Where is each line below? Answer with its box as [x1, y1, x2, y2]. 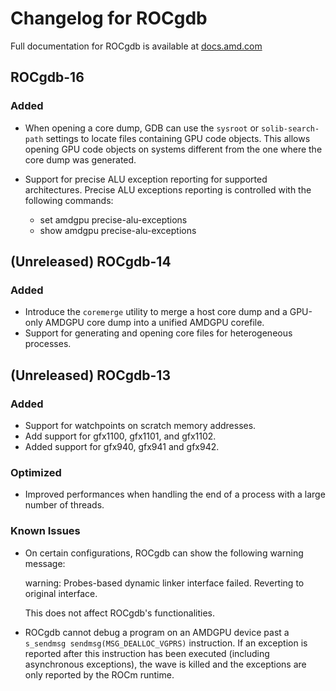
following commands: [24, 194, 114, 206]
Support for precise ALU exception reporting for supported [24, 173, 268, 185]
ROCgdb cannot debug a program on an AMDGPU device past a [24, 626, 290, 638]
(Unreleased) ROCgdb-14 [10, 253, 172, 271]
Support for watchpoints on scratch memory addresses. [24, 420, 257, 431]
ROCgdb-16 [10, 69, 85, 86]
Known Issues [10, 524, 81, 538]
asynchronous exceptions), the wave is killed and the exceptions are [24, 658, 307, 670]
